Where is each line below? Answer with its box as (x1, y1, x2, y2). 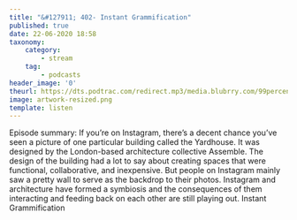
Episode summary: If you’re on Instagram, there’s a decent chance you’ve (9, 127, 278, 138)
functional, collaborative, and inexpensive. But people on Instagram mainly (9, 165, 281, 176)
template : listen (9, 103, 73, 112)
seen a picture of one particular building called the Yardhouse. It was (9, 137, 261, 148)
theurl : (9, 87, 38, 95)
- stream (41, 54, 73, 63)
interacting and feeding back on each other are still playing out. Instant (9, 193, 267, 204)
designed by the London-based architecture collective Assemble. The (9, 147, 263, 157)
